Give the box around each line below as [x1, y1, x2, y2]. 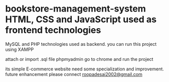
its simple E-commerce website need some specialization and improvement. [5, 66, 164, 72]
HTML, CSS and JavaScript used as [5, 14, 157, 25]
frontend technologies [5, 25, 101, 36]
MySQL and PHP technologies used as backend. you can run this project [5, 41, 157, 47]
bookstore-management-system [5, 3, 146, 15]
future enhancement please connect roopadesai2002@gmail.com [5, 71, 143, 77]
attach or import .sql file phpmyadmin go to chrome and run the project [5, 56, 153, 62]
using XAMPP [5, 46, 34, 52]
